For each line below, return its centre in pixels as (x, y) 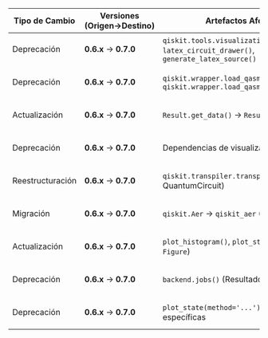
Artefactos (226, 21)
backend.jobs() (191, 279)
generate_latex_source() (209, 59)
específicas (184, 317)
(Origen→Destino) (120, 26)
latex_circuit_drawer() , (209, 50)
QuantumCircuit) (193, 185)
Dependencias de (195, 148)
